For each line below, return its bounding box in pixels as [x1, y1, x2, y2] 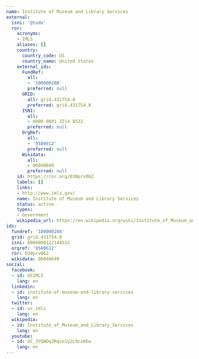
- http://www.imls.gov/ [17, 190, 76, 196]
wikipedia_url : [17, 218, 54, 224]
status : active [17, 201, 54, 207]
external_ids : [17, 63, 52, 70]
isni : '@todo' [11, 20, 46, 25]
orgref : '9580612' [11, 245, 57, 251]
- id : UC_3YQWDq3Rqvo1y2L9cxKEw [11, 338, 92, 345]
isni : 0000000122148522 [11, 240, 70, 245]
